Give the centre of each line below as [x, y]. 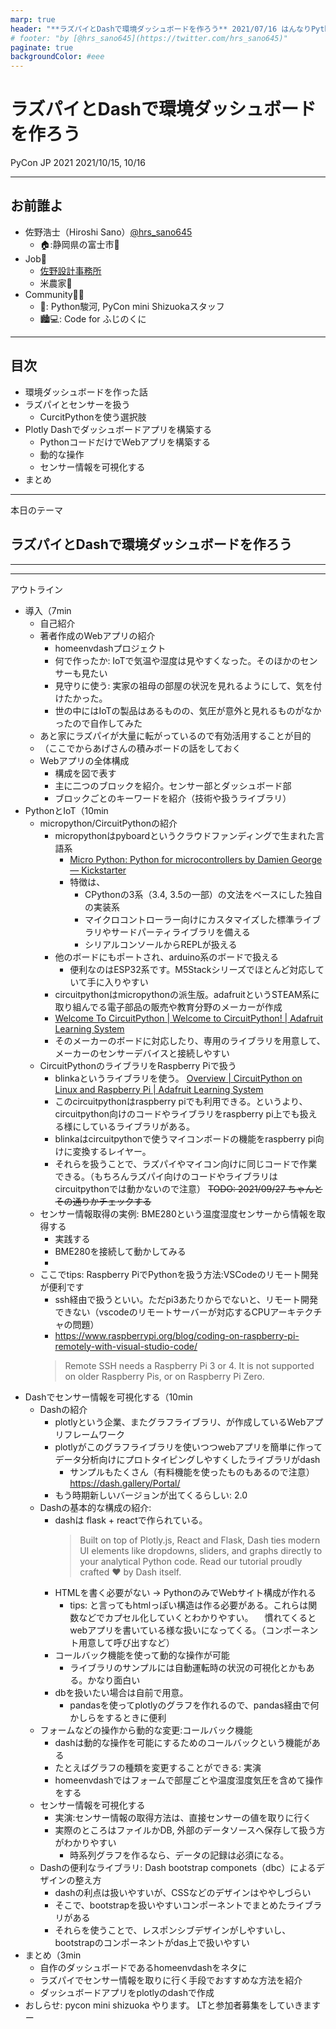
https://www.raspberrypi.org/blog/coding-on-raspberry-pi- [177, 1335]
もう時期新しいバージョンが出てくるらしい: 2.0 [151, 1495]
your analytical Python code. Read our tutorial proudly [191, 1561]
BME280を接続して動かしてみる [120, 1251]
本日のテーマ [36, 510]
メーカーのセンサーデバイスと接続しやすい [142, 1053]
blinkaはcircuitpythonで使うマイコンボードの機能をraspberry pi [185, 1138]
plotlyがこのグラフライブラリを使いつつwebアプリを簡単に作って [188, 1447]
